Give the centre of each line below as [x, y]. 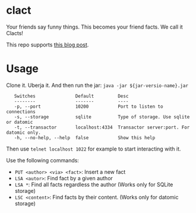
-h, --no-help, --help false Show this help [85, 137]
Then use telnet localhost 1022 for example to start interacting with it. [94, 149]
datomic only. [24, 132]
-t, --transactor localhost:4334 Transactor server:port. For [102, 127]
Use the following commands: [42, 160]
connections [21, 112]
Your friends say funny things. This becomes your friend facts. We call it [94, 27]
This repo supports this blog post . [48, 45]
